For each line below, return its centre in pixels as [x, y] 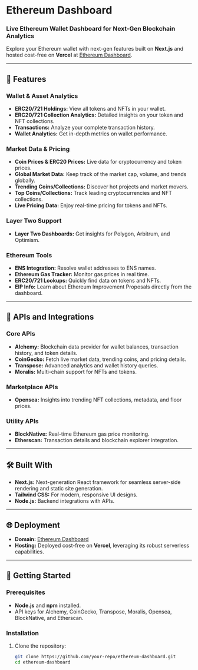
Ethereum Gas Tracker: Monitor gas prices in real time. [82, 274]
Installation [23, 633]
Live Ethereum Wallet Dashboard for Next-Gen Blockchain [91, 29]
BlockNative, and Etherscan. [49, 618]
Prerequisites [26, 592]
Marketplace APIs [32, 387]
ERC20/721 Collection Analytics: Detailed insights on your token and [99, 115]
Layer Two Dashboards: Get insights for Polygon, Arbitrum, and [92, 234]
